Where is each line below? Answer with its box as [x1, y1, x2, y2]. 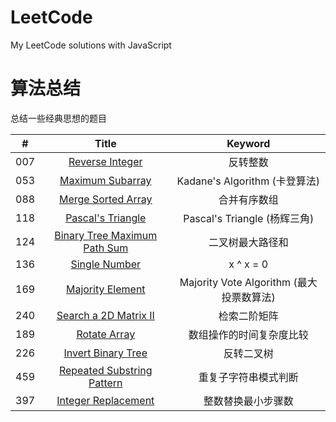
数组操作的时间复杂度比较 [188, 327, 309, 341]
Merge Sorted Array [58, 192, 153, 206]
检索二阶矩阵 [218, 309, 279, 323]
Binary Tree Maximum [54, 228, 158, 242]
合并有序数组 [218, 192, 279, 206]
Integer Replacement [56, 393, 155, 407]
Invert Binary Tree [63, 346, 148, 360]
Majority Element [65, 282, 146, 296]
